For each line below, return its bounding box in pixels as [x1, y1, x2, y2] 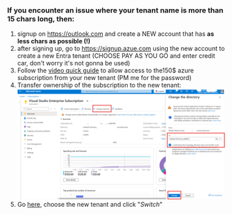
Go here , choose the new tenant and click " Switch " [17, 201, 163, 209]
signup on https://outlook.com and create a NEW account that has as [17, 30, 214, 38]
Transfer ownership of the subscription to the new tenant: [17, 81, 182, 90]
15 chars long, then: [7, 14, 75, 23]
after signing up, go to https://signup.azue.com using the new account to [17, 44, 225, 53]
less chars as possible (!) [17, 37, 91, 45]
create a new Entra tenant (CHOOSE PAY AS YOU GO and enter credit [17, 52, 215, 60]
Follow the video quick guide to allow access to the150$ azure [17, 66, 195, 74]
